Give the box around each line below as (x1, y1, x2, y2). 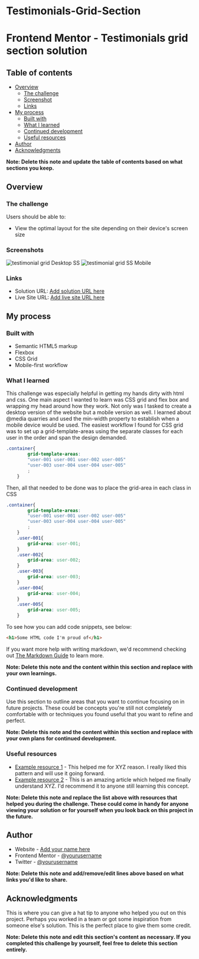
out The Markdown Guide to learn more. (6, 651, 105, 659)
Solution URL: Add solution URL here (14, 287, 105, 295)
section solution (6, 44, 88, 58)
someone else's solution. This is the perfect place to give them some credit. (6, 922, 192, 929)
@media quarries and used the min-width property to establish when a (6, 415, 179, 422)
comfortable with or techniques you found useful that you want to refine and (6, 711, 193, 718)
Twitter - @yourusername (14, 858, 78, 866)
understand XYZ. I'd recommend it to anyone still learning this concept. (14, 782, 189, 789)
